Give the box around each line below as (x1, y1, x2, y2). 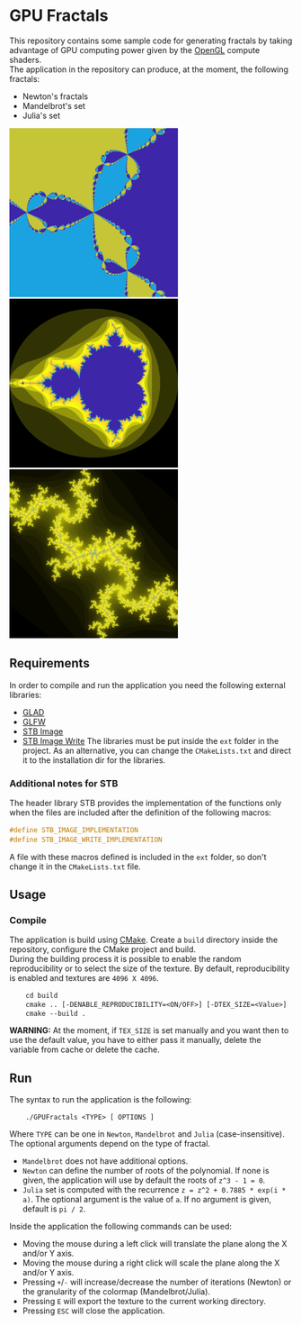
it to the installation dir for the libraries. (22, 754, 166, 766)
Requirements (9, 656, 90, 671)
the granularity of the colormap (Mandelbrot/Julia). (22, 1286, 211, 1297)
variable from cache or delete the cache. (9, 1044, 160, 1055)
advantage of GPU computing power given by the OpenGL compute (9, 44, 261, 55)
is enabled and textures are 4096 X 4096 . (9, 973, 159, 984)
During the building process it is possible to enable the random (9, 954, 242, 965)
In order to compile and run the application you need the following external (9, 679, 286, 690)
